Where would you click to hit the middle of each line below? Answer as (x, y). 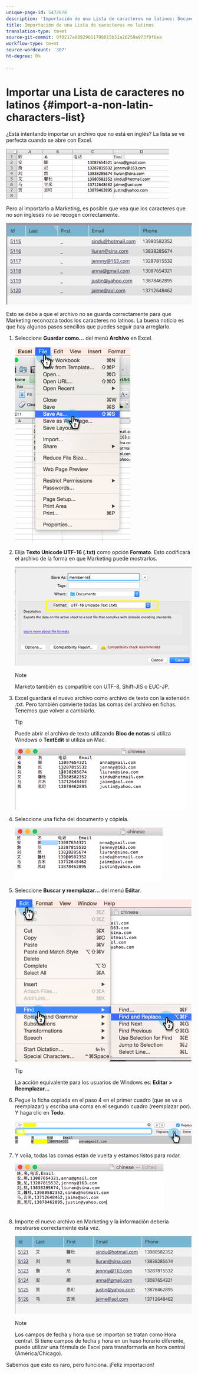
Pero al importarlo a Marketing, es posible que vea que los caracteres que (96, 208)
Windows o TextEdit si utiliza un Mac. (60, 740)
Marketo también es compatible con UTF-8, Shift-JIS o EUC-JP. (92, 687)
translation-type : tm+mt (37, 31)
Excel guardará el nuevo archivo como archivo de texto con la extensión (102, 698)
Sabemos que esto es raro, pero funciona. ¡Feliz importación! (80, 1365)
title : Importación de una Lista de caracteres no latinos (80, 25)
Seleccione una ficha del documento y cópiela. (72, 819)
